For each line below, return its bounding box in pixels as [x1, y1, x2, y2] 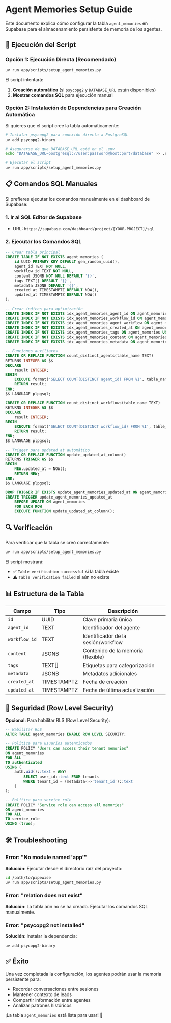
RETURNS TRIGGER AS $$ [5, 457, 53, 462]
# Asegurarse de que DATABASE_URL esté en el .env [5, 146, 115, 151]
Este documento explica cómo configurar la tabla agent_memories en [5, 20, 148, 26]
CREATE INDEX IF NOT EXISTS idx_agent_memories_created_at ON [5, 325, 140, 330]
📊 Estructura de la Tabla [5, 590, 84, 598]
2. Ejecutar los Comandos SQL [5, 238, 82, 245]
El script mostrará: [5, 559, 44, 565]
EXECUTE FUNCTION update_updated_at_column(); [14, 509, 115, 514]
